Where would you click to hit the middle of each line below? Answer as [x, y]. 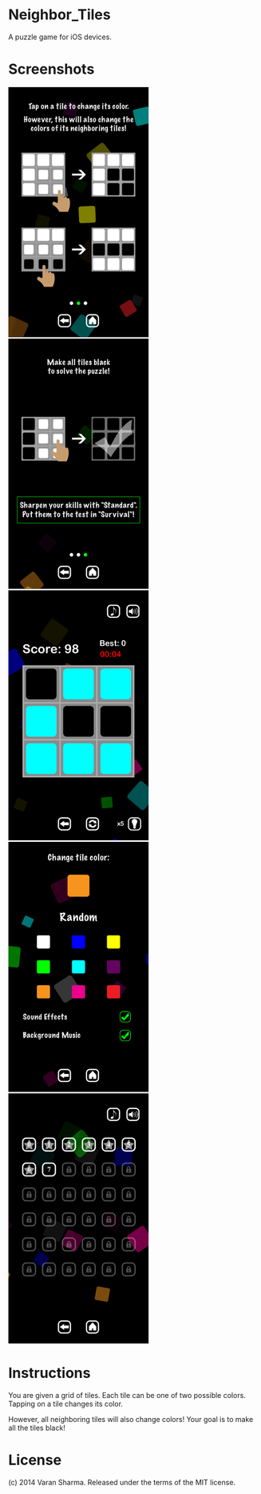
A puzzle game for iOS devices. [60, 37]
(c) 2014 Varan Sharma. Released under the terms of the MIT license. [122, 1482]
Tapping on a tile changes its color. [66, 1404]
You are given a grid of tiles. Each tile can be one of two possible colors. [127, 1395]
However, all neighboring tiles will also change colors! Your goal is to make [131, 1419]
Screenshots [51, 69]
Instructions [49, 1373]
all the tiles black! [37, 1428]
